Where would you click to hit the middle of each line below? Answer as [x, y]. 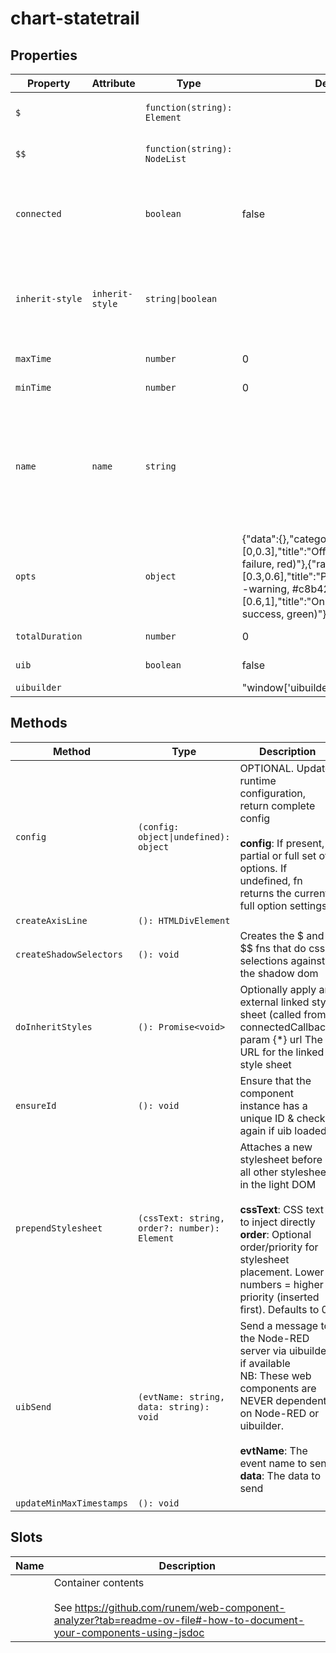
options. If [263, 868]
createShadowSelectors [69, 954]
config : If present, [282, 843]
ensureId [36, 1105]
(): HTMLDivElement [184, 920]
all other [259, 1172]
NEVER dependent [283, 1400]
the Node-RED [274, 1338]
